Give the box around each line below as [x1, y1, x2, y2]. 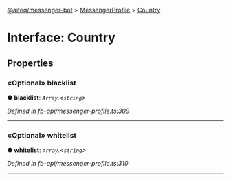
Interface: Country [7, 30, 115, 45]
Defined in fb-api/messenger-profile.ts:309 [7, 107, 130, 115]
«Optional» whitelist [7, 130, 77, 140]
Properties [7, 57, 54, 69]
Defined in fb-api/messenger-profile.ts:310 [7, 160, 129, 168]
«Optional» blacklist [7, 78, 77, 87]
